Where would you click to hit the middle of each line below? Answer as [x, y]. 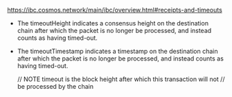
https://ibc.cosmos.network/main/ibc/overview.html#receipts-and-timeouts [115, 10]
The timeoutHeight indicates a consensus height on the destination [113, 23]
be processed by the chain [55, 86]
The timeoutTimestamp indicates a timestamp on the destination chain [117, 51]
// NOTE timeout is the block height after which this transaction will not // [121, 79]
